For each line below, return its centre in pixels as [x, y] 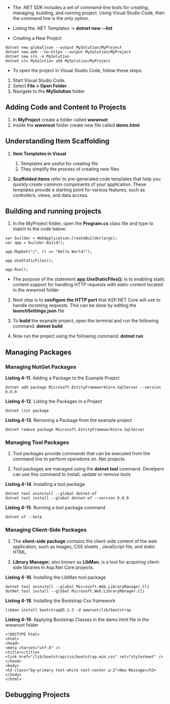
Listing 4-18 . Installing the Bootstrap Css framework [60, 601]
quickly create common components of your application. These [79, 184]
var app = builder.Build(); [35, 243]
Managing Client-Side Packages [46, 530]
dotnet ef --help [24, 517]
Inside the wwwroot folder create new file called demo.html [76, 125]
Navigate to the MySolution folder [49, 91]
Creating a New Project [37, 38]
